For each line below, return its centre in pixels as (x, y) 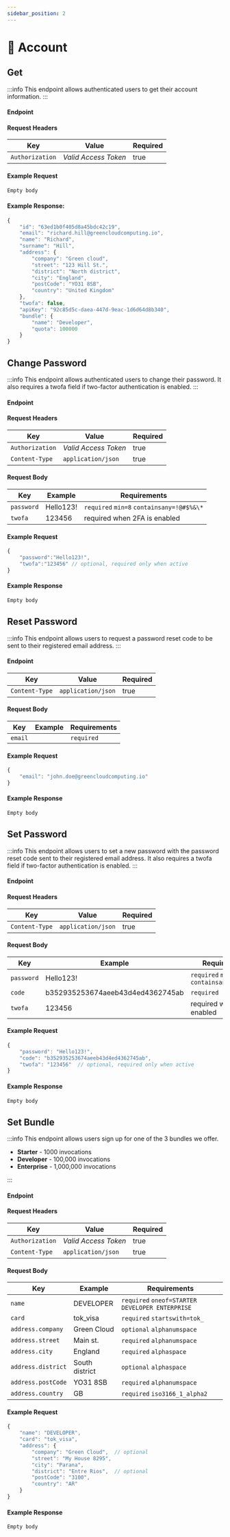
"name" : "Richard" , (47, 240)
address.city (32, 1351)
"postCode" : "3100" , (61, 1478)
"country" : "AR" (55, 1484)
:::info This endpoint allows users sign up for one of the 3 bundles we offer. (113, 1139)
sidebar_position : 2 (37, 13)
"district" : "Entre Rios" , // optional (90, 1471)
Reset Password (42, 622)
